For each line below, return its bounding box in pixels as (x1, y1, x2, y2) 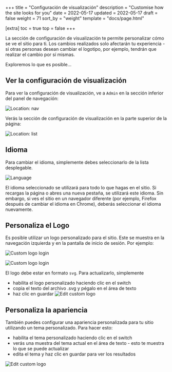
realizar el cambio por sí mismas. (5, 51, 75, 57)
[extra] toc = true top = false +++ (5, 25, 75, 31)
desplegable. (5, 164, 33, 171)
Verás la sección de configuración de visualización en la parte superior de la (5, 115, 167, 121)
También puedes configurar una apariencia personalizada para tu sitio (5, 319, 154, 325)
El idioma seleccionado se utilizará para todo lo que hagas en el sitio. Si (5, 184, 157, 190)
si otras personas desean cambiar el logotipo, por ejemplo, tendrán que (5, 46, 157, 52)
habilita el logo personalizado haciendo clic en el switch (12, 280, 131, 286)
